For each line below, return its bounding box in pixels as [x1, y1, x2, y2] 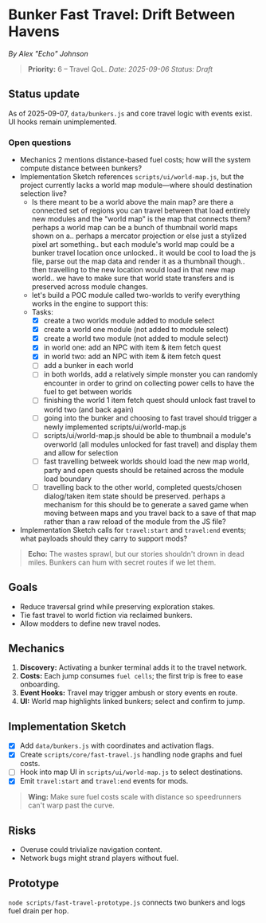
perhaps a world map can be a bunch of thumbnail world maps [31, 223, 238, 233]
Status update [8, 88, 80, 101]
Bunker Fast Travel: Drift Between [8, 6, 236, 24]
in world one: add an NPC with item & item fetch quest [43, 342, 221, 352]
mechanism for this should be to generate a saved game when [43, 499, 248, 509]
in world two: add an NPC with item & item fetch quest [43, 352, 221, 362]
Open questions [8, 137, 72, 148]
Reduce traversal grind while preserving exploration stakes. [19, 601, 215, 611]
